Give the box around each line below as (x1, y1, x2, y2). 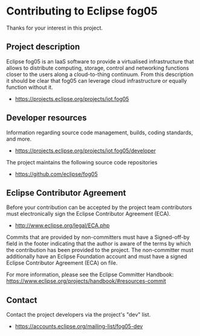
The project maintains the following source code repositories (6, 158, 158, 166)
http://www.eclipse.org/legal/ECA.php (15, 222, 110, 229)
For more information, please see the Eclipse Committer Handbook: (6, 271, 174, 279)
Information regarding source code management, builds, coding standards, (6, 129, 193, 136)
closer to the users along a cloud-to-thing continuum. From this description (6, 71, 194, 78)
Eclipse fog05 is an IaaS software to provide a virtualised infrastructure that (6, 57, 195, 65)
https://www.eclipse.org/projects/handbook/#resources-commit (6, 277, 166, 285)
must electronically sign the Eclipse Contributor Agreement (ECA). (6, 210, 171, 218)
